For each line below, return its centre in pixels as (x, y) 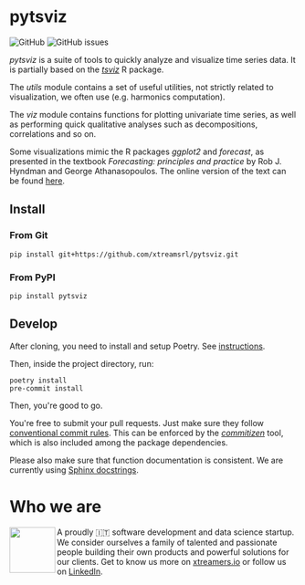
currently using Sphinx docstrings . (74, 470)
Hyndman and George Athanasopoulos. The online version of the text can (148, 171)
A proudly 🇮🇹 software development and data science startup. (176, 532)
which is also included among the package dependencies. (119, 442)
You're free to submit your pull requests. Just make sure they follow (137, 423)
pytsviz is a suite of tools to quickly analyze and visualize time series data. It (153, 59)
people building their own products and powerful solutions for (173, 552)
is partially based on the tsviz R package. (87, 69)
